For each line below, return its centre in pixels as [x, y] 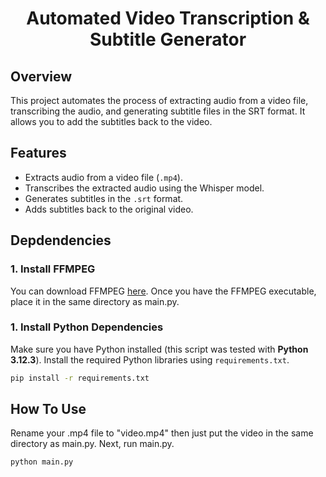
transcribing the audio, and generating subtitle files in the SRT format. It [158, 111]
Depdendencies [61, 240]
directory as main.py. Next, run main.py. [92, 444]
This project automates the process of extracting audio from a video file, [159, 100]
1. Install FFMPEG [53, 269]
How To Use [48, 409]
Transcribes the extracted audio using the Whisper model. [144, 188]
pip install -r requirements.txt [80, 378]
